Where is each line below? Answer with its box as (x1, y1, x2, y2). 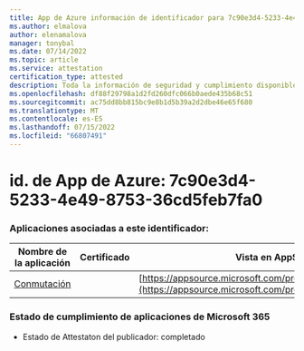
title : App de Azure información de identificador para (9, 13, 224, 23)
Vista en (234, 251, 272, 264)
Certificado (80, 251, 130, 264)
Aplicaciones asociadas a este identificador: (9, 221, 210, 234)
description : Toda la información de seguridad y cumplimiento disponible (9, 81, 298, 90)
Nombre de (17, 246, 68, 258)
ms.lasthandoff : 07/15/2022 (9, 123, 116, 132)
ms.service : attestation (9, 64, 103, 73)
